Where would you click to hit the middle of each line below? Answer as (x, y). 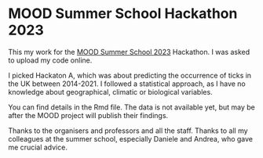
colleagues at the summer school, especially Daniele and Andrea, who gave (131, 138)
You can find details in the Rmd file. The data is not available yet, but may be (131, 107)
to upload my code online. (50, 60)
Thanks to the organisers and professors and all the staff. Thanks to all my (128, 131)
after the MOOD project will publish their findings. (88, 115)
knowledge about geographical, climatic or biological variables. (111, 92)
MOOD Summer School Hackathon (123, 14)
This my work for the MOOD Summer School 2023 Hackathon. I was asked (129, 52)
